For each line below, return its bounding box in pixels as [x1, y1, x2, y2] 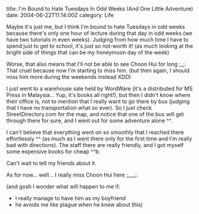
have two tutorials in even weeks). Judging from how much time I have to [6, 36, 189, 43]
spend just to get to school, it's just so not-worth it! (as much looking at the [6, 42, 194, 49]
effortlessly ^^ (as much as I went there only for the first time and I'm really [6, 135, 192, 142]
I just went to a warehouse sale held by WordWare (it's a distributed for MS [6, 85, 193, 92]
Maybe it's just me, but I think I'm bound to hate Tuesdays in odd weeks [6, 24, 186, 30]
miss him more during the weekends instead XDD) [6, 74, 131, 80]
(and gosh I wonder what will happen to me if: [6, 183, 120, 190]
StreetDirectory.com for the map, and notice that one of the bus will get [6, 111, 184, 118]
